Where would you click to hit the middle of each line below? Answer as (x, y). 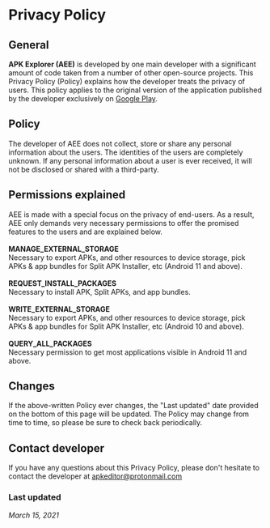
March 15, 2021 (34, 515)
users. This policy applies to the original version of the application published (135, 90)
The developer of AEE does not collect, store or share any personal (120, 143)
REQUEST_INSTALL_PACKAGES (63, 283)
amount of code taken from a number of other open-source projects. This (131, 73)
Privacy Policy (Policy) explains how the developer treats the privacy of (127, 81)
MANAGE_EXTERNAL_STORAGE (64, 249)
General (29, 45)
